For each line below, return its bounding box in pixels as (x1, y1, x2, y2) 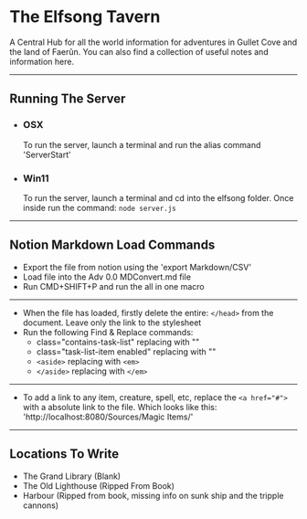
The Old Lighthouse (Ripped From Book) (22, 480, 175, 491)
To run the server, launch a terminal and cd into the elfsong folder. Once (22, 192, 294, 203)
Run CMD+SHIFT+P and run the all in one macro (22, 281, 205, 291)
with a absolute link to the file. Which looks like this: (22, 401, 217, 412)
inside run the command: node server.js (22, 202, 176, 213)
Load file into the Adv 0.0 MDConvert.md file (22, 271, 192, 282)
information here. (9, 56, 75, 67)
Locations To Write (9, 446, 120, 462)
